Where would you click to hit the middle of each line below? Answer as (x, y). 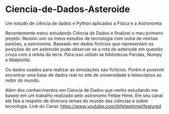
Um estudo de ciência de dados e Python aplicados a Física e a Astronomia (84, 23)
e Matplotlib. (18, 60)
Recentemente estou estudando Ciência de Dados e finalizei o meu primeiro (84, 33)
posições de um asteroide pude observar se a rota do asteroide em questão (84, 49)
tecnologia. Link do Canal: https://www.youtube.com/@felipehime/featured (83, 106)
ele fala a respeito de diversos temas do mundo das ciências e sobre (77, 101)
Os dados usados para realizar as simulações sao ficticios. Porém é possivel (84, 70)
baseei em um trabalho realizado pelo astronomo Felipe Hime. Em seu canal (84, 95)
